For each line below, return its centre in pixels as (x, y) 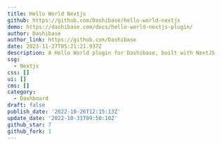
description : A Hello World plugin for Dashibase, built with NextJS (111, 53)
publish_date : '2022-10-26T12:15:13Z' (64, 112)
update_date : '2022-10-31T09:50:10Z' (63, 118)
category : (22, 92)
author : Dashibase (34, 33)
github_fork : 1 (30, 131)
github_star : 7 (30, 125)
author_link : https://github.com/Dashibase (72, 40)
